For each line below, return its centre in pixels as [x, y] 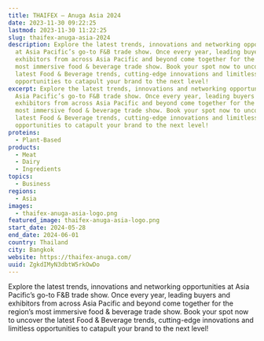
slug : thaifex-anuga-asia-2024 [59, 37]
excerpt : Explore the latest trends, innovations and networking [117, 89]
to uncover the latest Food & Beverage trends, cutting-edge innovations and [131, 321]
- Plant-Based [38, 140]
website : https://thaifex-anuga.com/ [70, 257]
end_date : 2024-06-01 [44, 235]
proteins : [24, 132]
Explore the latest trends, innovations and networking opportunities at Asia [129, 287]
